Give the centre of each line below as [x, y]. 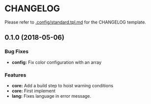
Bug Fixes [17, 52]
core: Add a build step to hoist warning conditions [62, 85]
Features [15, 75]
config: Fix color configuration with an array [57, 62]
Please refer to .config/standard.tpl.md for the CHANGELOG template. [75, 22]
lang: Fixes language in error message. [51, 96]
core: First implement [33, 91]
